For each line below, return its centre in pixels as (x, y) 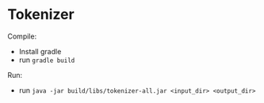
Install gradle (40, 51)
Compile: (22, 36)
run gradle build (47, 60)
